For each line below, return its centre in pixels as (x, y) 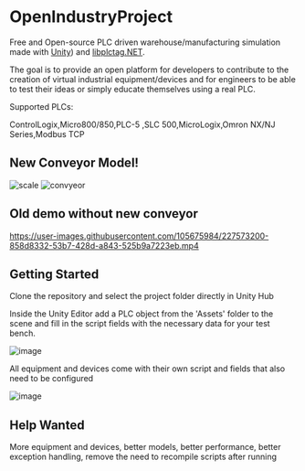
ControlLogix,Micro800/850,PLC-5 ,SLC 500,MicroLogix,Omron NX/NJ (142, 124)
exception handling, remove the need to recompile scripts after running (143, 457)
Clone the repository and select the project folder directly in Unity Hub (142, 296)
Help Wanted (47, 425)
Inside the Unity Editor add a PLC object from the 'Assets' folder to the (142, 314)
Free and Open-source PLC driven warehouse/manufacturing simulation (145, 42)
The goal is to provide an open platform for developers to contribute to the (149, 70)
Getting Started (54, 274)
